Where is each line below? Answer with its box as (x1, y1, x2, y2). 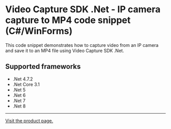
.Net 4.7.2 (12, 75, 33, 82)
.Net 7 (12, 97, 25, 104)
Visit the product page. (5, 117, 53, 123)
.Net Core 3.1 (12, 81, 40, 87)
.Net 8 (12, 103, 26, 109)
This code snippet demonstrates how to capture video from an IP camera (5, 42, 159, 48)
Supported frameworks (5, 62, 81, 71)
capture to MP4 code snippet (5, 14, 131, 26)
